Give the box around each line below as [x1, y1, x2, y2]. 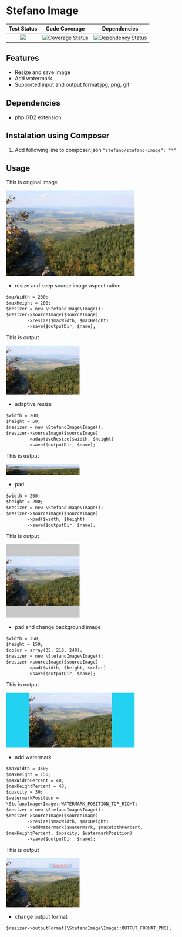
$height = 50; [6, 418, 41, 425]
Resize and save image [14, 69, 70, 76]
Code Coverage [46, 25, 85, 32]
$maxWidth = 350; [6, 766, 49, 772]
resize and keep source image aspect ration [14, 282, 121, 289]
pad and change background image [14, 624, 101, 631]
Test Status [8, 25, 38, 32]
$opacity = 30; [6, 789, 43, 796]
